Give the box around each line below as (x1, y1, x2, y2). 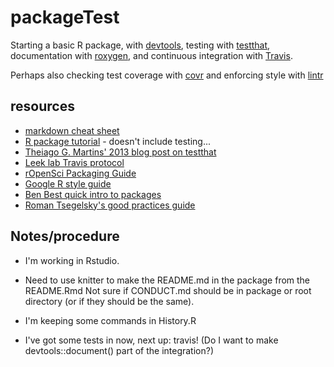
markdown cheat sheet (24, 124, 120, 136)
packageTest (10, 6, 120, 29)
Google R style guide (24, 177, 112, 190)
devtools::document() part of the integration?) (24, 344, 215, 356)
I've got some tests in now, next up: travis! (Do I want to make (24, 334, 279, 346)
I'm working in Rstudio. (24, 254, 120, 266)
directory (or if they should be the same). (24, 295, 195, 307)
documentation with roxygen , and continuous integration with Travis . (10, 49, 293, 61)
